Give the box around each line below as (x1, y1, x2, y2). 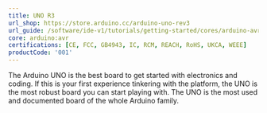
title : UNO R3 (8, 11, 56, 20)
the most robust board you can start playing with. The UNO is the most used (8, 88, 258, 96)
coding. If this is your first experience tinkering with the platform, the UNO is (8, 79, 258, 88)
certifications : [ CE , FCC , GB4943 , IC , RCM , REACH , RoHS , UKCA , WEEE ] (8, 41, 247, 49)
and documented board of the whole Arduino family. (8, 96, 180, 105)
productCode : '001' (8, 49, 73, 56)
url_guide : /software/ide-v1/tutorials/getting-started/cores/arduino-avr (8, 26, 261, 34)
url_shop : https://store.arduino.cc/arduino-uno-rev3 (8, 19, 191, 27)
